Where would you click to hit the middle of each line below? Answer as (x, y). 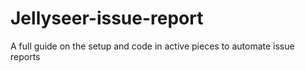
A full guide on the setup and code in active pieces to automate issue (152, 46)
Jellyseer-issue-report (107, 18)
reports (25, 56)
